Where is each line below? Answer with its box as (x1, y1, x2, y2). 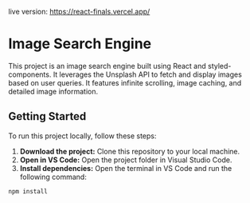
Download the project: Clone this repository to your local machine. (19, 146, 240, 156)
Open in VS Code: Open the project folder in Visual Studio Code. (19, 155, 232, 165)
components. (8, 70, 52, 79)
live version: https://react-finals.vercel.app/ (8, 7, 150, 16)
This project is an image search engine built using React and (8, 61, 207, 70)
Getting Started (8, 109, 87, 123)
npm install (8, 187, 48, 195)
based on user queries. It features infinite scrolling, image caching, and (8, 78, 242, 87)
